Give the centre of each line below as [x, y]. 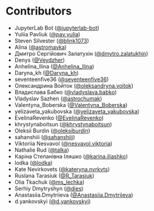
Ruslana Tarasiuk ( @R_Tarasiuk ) [54, 175]
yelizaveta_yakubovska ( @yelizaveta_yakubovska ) [77, 111]
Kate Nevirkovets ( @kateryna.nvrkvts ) [62, 169]
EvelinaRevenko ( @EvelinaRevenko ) [59, 118]
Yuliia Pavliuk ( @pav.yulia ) [47, 34]
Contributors [39, 11]
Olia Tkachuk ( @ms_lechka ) [49, 182]
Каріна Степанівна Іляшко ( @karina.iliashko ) [71, 156]
